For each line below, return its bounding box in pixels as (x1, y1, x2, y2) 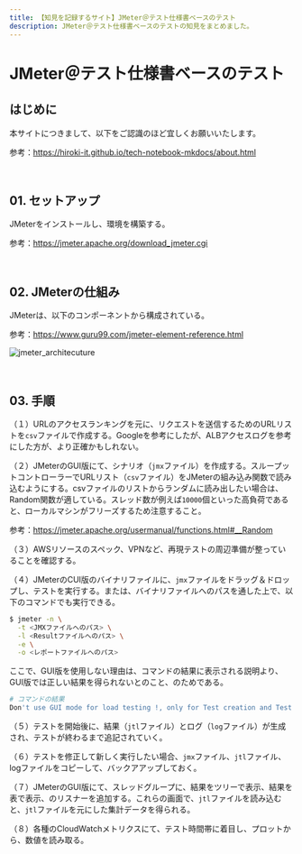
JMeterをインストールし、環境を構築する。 (9, 218, 170, 230)
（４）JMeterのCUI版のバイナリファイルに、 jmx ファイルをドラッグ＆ (9, 574, 267, 584)
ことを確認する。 (16, 555, 81, 565)
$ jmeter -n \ (9, 614, 63, 623)
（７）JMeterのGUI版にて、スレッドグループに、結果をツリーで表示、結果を (9, 782, 293, 793)
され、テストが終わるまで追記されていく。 (9, 732, 168, 743)
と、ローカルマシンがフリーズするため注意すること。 (9, 505, 206, 516)
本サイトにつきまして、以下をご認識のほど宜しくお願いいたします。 (9, 127, 261, 138)
